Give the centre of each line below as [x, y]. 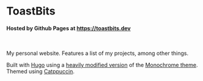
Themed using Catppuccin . [41, 71]
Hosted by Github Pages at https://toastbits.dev [68, 28]
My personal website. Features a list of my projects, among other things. [98, 53]
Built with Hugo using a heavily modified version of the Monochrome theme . [102, 65]
